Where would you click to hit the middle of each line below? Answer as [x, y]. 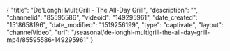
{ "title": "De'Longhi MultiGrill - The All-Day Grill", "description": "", [102, 10]
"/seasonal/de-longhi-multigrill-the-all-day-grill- [141, 32]
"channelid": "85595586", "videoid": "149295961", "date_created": [102, 17]
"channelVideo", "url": [38, 32]
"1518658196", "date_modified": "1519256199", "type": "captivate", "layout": [115, 25]
